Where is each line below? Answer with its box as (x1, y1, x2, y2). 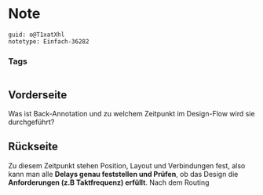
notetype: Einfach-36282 (8, 37, 89, 46)
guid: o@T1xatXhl (8, 31, 65, 39)
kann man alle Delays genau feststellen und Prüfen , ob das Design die (8, 169, 239, 178)
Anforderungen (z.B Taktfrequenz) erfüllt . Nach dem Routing (8, 178, 210, 187)
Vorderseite (8, 88, 68, 101)
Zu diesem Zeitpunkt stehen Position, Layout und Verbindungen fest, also (8, 160, 246, 170)
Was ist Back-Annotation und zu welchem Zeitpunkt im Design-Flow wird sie (8, 109, 255, 119)
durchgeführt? (8, 117, 55, 127)
